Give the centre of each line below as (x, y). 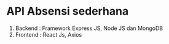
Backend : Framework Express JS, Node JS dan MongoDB (89, 28)
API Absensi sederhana (68, 11)
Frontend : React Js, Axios (49, 34)
